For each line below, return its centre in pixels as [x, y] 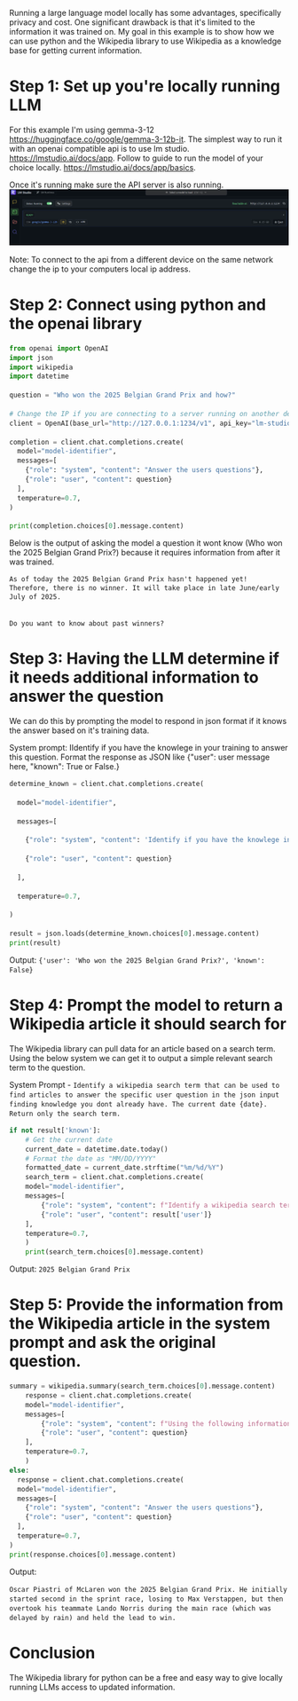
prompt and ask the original [113, 1343]
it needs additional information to [134, 677]
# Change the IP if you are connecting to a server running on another [144, 413]
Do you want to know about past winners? [87, 624]
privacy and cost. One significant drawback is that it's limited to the [132, 22]
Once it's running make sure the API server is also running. [117, 185]
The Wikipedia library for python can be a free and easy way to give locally [146, 1677]
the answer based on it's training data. [79, 730]
